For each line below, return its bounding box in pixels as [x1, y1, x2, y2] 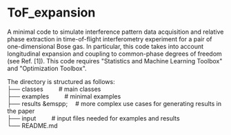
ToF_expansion [7, 5, 96, 21]
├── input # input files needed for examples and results [7, 114, 181, 122]
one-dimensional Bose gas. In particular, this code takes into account [7, 42, 204, 50]
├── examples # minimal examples [7, 92, 121, 101]
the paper [7, 107, 35, 115]
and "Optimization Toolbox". [7, 64, 88, 72]
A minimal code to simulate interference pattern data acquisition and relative [7, 28, 224, 36]
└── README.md [7, 121, 58, 129]
